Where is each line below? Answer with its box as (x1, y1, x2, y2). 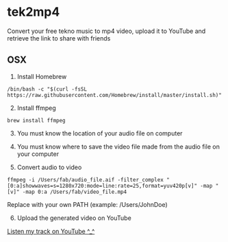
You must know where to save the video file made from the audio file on (16, 142, 220, 151)
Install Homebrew (16, 72, 67, 80)
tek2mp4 (7, 4, 60, 20)
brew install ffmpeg (7, 117, 66, 124)
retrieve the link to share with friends (7, 34, 111, 42)
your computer (16, 149, 60, 158)
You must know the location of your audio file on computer (16, 129, 183, 137)
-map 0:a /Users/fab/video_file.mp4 (22, 188, 127, 195)
